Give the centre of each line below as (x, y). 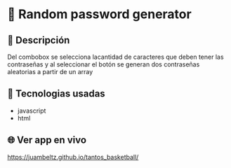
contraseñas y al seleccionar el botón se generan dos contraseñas (104, 64)
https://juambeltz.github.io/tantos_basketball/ (73, 157)
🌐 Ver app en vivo (47, 140)
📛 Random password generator (99, 14)
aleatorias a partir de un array (50, 72)
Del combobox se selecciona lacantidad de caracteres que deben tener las (115, 57)
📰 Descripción (39, 40)
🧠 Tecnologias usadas (56, 94)
